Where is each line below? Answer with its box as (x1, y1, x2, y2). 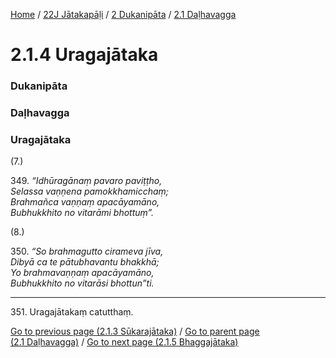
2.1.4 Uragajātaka (10, 44, 159, 66)
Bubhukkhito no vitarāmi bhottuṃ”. (10, 207, 154, 219)
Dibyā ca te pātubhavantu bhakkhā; (10, 256, 160, 268)
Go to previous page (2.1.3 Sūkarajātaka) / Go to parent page (10, 325, 260, 338)
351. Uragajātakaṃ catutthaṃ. (10, 306, 134, 318)
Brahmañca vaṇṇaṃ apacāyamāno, (10, 196, 160, 208)
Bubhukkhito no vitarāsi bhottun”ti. (10, 277, 155, 289)
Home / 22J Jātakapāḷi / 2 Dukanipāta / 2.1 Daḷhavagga (10, 9, 237, 20)
